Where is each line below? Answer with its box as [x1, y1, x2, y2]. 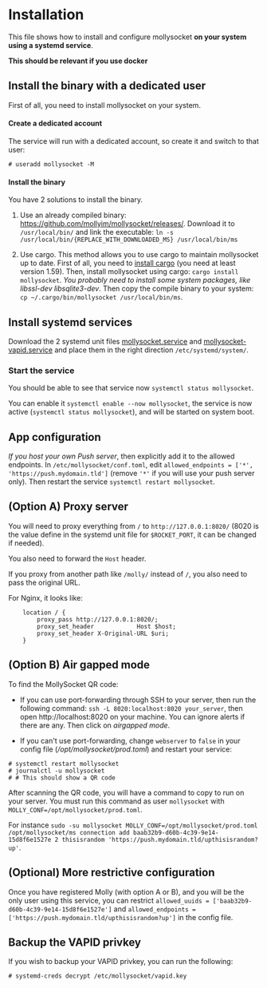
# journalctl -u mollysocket [8, 767, 105, 775]
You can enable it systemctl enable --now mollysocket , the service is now [8, 399, 253, 408]
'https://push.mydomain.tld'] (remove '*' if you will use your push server [8, 469, 255, 478]
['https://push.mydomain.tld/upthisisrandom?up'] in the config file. [8, 912, 234, 922]
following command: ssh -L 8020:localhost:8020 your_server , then [19, 703, 243, 712]
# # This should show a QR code [8, 773, 116, 782]
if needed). [8, 538, 45, 548]
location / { [22, 609, 66, 617]
